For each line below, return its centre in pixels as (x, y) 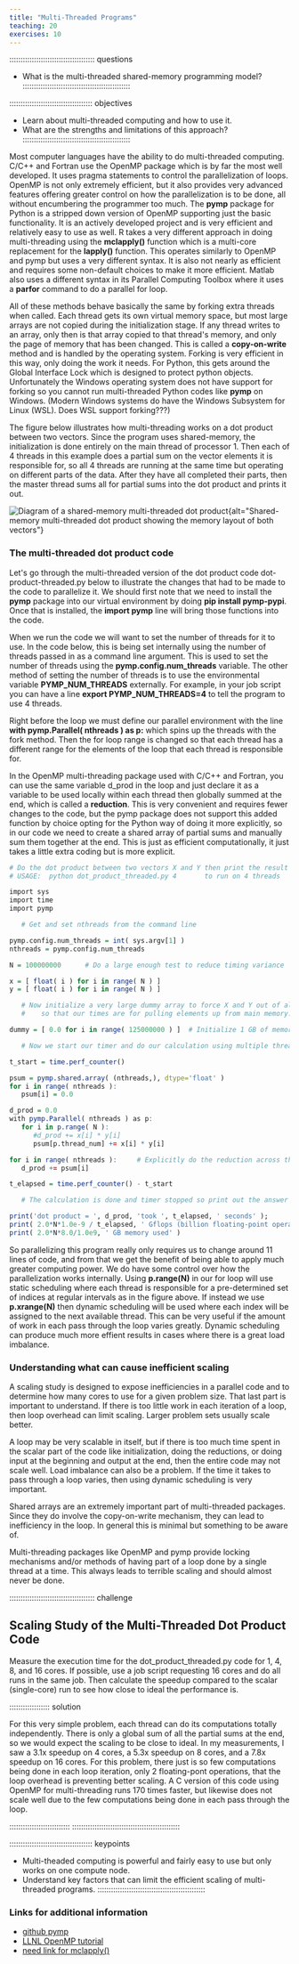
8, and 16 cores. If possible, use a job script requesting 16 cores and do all (145, 1670)
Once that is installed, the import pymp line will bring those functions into (144, 610)
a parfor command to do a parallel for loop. (89, 289)
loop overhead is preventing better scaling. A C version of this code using (144, 1781)
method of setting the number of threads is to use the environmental (134, 675)
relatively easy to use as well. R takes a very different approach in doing (141, 232)
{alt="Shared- (254, 511)
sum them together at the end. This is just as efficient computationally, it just (149, 841)
